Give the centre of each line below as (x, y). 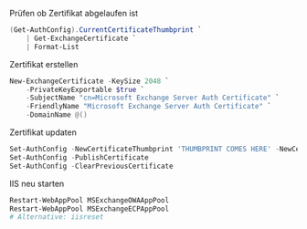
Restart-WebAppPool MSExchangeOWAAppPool (90, 200)
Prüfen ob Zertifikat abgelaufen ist (74, 13)
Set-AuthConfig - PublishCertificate (79, 157)
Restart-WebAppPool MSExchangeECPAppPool (90, 209)
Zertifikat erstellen (44, 64)
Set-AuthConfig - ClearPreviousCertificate (91, 166)
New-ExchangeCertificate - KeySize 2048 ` (90, 81)
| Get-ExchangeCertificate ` (81, 38)
